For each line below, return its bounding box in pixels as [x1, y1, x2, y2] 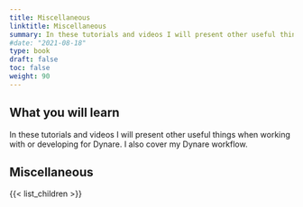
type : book [9, 47, 50, 56]
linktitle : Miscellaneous [9, 22, 106, 31]
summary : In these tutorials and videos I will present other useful [9, 30, 277, 39]
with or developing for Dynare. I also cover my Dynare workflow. [9, 139, 248, 149]
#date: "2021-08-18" [9, 38, 87, 48]
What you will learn [9, 105, 120, 121]
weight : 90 [9, 72, 50, 81]
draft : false [9, 55, 59, 64]
